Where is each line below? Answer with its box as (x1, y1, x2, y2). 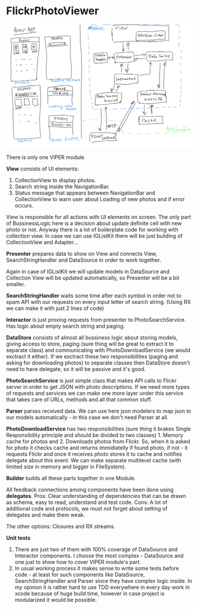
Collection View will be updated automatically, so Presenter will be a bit (6, 274, 180, 281)
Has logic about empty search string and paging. (6, 322, 125, 330)
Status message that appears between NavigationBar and (14, 189, 155, 196)
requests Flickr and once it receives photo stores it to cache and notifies (6, 451, 182, 458)
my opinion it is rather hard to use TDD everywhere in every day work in (14, 583, 190, 591)
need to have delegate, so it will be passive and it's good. (6, 366, 146, 373)
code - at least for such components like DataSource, (14, 571, 145, 578)
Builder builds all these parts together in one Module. (6, 475, 136, 482)
